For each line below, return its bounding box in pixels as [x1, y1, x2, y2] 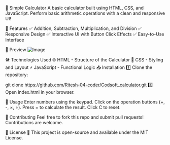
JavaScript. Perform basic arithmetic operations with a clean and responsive [5, 10, 165, 16]
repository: [5, 71, 28, 78]
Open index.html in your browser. [5, 89, 75, 95]
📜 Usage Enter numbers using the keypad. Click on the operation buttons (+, [5, 99, 165, 105]
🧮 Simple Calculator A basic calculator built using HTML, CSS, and [5, 5, 144, 11]
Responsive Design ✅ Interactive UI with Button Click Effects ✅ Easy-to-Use [5, 31, 164, 37]
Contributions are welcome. [5, 120, 63, 125]
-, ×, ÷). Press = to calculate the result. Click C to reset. [5, 104, 121, 110]
